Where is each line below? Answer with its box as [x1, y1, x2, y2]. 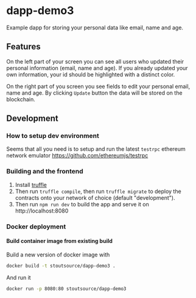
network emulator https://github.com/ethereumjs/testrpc [6, 152, 149, 159]
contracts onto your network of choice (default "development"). [15, 194, 175, 202]
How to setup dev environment [6, 132, 99, 140]
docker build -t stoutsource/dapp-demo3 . [6, 263, 116, 269]
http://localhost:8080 [15, 207, 69, 214]
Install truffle [15, 181, 47, 188]
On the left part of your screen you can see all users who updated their [6, 57, 184, 65]
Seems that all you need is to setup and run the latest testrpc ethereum [6, 145, 186, 153]
